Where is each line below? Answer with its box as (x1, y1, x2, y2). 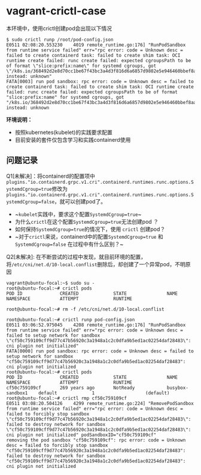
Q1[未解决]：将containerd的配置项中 (6, 172, 96, 179)
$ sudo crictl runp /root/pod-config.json (6, 36, 114, 42)
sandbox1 (6, 390, 28, 396)
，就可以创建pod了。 (54, 197, 106, 205)
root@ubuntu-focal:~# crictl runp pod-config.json (6, 316, 135, 322)
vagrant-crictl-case (6, 4, 106, 18)
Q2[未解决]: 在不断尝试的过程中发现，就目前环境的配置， (6, 253, 147, 260)
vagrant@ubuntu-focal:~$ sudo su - (6, 280, 95, 286)
